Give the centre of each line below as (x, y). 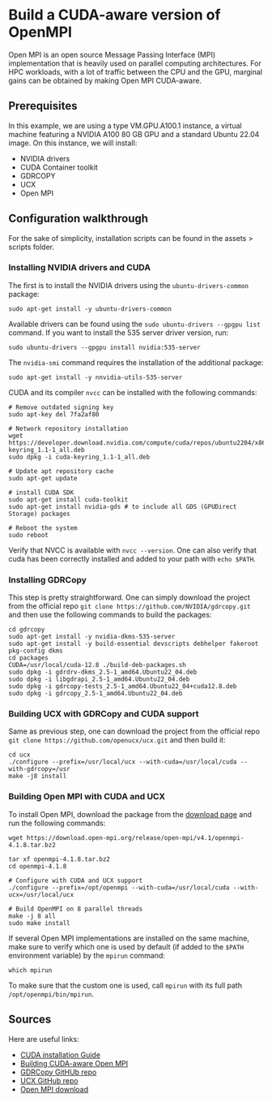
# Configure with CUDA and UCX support (76, 880)
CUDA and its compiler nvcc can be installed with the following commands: (133, 392)
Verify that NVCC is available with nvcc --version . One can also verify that (132, 550)
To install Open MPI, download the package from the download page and (130, 814)
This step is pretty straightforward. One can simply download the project (130, 597)
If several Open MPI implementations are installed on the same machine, (129, 938)
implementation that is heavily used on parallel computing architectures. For (135, 63)
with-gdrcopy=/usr (39, 769)
